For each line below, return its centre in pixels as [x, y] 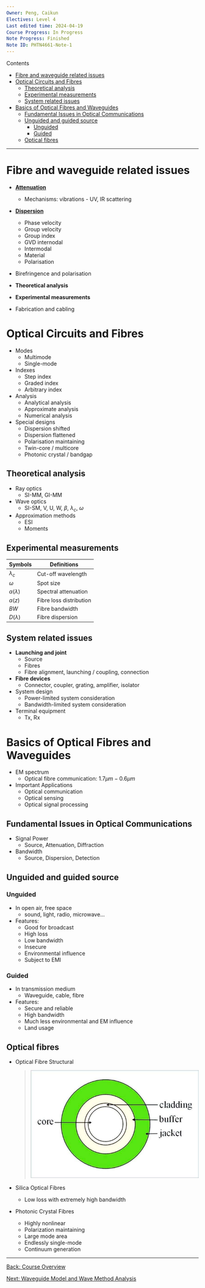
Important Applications [44, 785]
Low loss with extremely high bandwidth [75, 1199]
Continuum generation [52, 1249]
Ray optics [28, 488]
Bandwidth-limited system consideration [75, 705]
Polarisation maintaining [54, 441]
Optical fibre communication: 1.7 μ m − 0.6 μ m [80, 779]
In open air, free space [43, 908]
